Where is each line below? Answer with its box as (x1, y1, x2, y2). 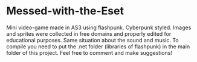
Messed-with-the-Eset (6, 4, 124, 18)
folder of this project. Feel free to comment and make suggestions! (6, 49, 172, 56)
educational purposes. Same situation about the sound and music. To (6, 36, 179, 44)
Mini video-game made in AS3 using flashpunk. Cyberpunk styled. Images (6, 24, 192, 31)
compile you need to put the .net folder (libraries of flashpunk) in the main (6, 43, 190, 50)
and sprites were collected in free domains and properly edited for (6, 30, 172, 37)
